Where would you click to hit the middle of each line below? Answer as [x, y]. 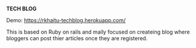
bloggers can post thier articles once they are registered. [77, 38]
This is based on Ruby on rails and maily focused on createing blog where [98, 32]
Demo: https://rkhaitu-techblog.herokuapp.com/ [66, 20]
